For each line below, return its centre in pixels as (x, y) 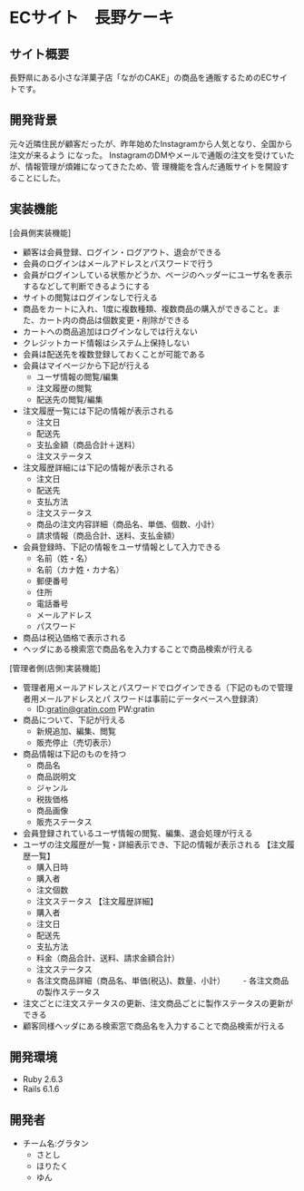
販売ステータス (64, 822)
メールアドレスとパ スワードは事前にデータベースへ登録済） (151, 698)
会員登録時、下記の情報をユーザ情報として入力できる (122, 547)
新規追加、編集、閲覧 (76, 731)
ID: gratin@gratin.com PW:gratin (95, 708)
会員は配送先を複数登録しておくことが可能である (114, 354)
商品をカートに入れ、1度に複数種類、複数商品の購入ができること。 (147, 308)
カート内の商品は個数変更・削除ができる (114, 320)
